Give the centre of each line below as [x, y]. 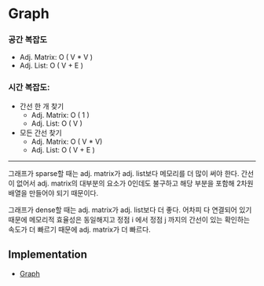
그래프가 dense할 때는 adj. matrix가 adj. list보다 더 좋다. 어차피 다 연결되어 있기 [130, 210]
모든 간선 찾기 [40, 132]
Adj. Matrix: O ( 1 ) [60, 115]
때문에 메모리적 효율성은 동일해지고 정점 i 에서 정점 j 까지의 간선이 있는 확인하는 [129, 219]
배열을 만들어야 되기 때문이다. [53, 192]
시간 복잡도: [29, 87]
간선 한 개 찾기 [42, 106]
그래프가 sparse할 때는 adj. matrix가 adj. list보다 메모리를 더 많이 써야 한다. [124, 173]
